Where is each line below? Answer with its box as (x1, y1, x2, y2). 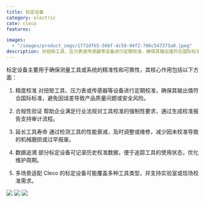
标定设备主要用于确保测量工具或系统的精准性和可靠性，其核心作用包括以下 (6, 65, 193, 73)
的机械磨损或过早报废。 (15, 135, 74, 143)
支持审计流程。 (20, 114, 59, 122)
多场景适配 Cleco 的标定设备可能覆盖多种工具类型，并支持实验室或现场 (15, 169, 193, 176)
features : (6, 26, 32, 32)
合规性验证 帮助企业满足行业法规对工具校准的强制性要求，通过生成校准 (15, 107, 193, 114)
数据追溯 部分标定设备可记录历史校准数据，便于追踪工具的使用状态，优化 (15, 148, 199, 156)
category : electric (6, 15, 56, 21)
